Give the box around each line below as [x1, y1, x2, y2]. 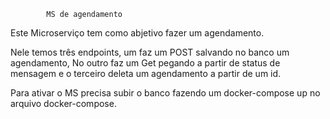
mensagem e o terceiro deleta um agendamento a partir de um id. [10, 68, 282, 79]
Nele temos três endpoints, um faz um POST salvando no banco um [10, 46, 290, 58]
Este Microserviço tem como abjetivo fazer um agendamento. [10, 27, 265, 39]
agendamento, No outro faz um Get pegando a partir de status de [10, 57, 281, 69]
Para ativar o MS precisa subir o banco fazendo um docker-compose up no [10, 87, 321, 99]
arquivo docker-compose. [10, 98, 117, 109]
